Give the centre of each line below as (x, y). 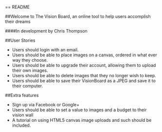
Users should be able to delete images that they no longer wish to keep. (84, 75)
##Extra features (22, 95)
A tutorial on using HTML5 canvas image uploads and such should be (82, 120)
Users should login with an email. (45, 50)
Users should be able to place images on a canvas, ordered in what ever (84, 55)
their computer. (27, 86)
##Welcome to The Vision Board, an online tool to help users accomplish (78, 16)
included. (21, 125)
